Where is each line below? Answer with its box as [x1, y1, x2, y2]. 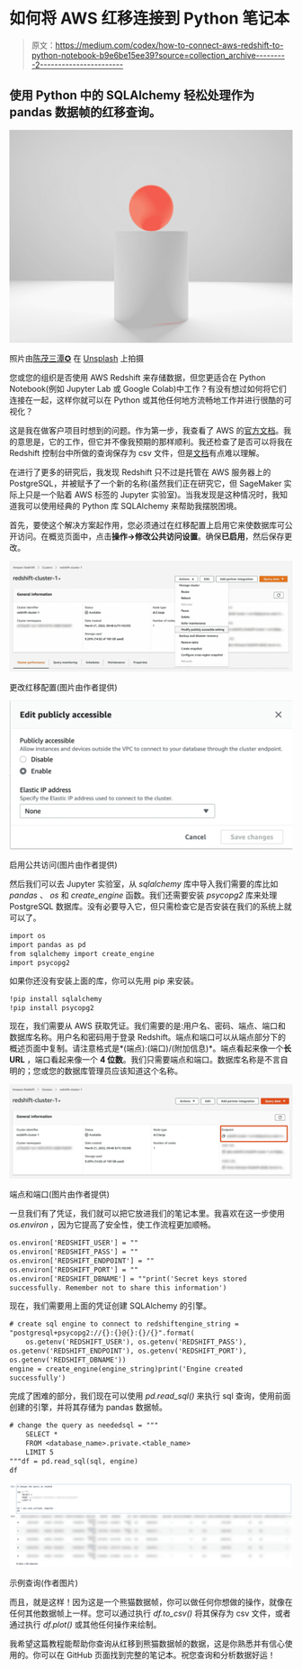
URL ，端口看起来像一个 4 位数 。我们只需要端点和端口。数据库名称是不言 [9, 1053, 281, 1064]
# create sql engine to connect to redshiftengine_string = [9, 1319, 240, 1329]
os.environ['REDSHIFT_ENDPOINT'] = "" [9, 1256, 155, 1266]
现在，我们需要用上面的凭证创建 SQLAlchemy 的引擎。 [9, 1300, 211, 1311]
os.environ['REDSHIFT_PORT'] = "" [9, 1265, 139, 1275]
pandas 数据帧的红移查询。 [9, 105, 162, 120]
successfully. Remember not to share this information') [9, 1283, 227, 1293]
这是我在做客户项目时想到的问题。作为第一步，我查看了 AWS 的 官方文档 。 [9, 424, 284, 435]
